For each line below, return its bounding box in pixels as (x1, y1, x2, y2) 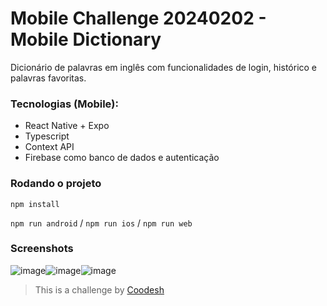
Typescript (24, 130, 70, 142)
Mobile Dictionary (10, 28, 162, 51)
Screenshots (10, 242, 74, 256)
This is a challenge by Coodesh (34, 283, 165, 296)
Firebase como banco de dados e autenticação (24, 152, 220, 164)
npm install (10, 199, 60, 209)
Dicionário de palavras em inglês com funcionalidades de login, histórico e (10, 61, 318, 73)
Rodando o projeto (10, 177, 102, 191)
